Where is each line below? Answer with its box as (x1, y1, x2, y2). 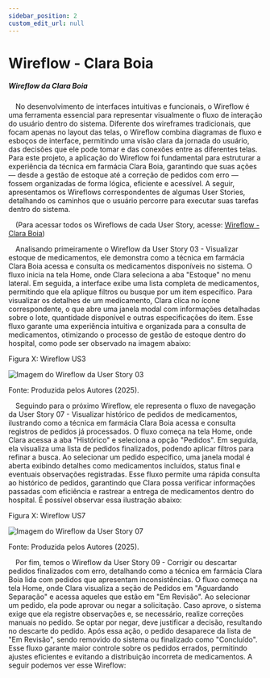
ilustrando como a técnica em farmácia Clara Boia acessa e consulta (8, 418, 236, 427)
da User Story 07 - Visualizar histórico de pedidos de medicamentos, (8, 409, 238, 419)
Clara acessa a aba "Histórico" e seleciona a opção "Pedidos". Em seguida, (8, 435, 259, 444)
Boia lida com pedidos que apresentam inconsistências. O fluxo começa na (8, 574, 258, 584)
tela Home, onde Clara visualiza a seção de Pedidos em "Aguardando (8, 583, 239, 593)
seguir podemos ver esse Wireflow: (8, 660, 127, 670)
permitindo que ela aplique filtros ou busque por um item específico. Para (8, 287, 253, 297)
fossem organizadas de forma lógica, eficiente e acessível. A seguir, (8, 178, 235, 188)
